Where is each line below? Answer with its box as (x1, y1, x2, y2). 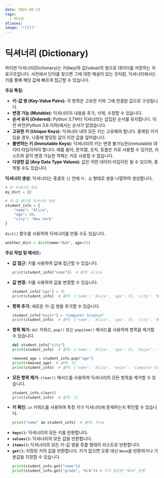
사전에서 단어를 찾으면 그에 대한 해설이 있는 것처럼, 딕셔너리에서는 (31, 71, 156, 77)
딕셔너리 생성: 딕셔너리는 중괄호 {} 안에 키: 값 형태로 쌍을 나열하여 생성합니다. (5, 175, 153, 181)
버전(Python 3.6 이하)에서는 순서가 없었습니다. (17, 123, 106, 128)
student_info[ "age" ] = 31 (12, 289, 65, 294)
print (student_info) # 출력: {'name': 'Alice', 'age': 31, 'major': (12, 347, 155, 352)
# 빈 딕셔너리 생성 (5, 185, 38, 190)
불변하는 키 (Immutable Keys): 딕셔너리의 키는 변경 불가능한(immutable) (12, 141, 152, 146)
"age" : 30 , (14, 212, 36, 217)
